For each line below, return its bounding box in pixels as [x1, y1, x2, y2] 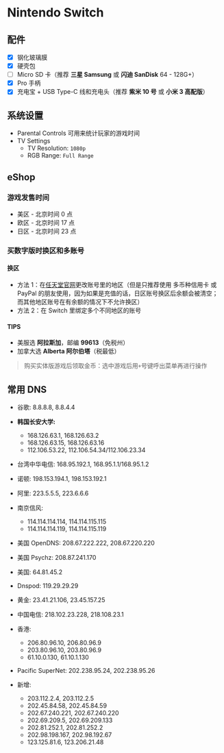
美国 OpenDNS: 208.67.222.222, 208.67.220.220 [16, 539, 155, 547]
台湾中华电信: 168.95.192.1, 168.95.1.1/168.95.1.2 [16, 460, 149, 468]
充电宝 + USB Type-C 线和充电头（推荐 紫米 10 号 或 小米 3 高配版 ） [16, 88, 209, 96]
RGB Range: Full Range [27, 151, 94, 160]
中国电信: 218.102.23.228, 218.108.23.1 [16, 610, 125, 618]
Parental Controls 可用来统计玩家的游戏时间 [16, 129, 140, 138]
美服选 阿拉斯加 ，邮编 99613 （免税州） [16, 338, 129, 347]
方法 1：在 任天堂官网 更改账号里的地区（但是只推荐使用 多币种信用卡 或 [16, 280, 217, 288]
